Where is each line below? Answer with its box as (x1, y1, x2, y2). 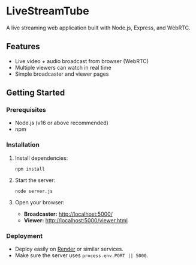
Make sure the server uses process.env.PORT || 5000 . (14, 252, 149, 259)
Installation (6, 141, 40, 149)
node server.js (14, 188, 53, 194)
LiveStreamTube (6, 4, 89, 18)
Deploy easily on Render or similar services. (14, 245, 124, 253)
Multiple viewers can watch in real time (14, 64, 112, 71)
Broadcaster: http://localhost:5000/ (23, 210, 113, 218)
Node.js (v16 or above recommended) (14, 119, 109, 127)
